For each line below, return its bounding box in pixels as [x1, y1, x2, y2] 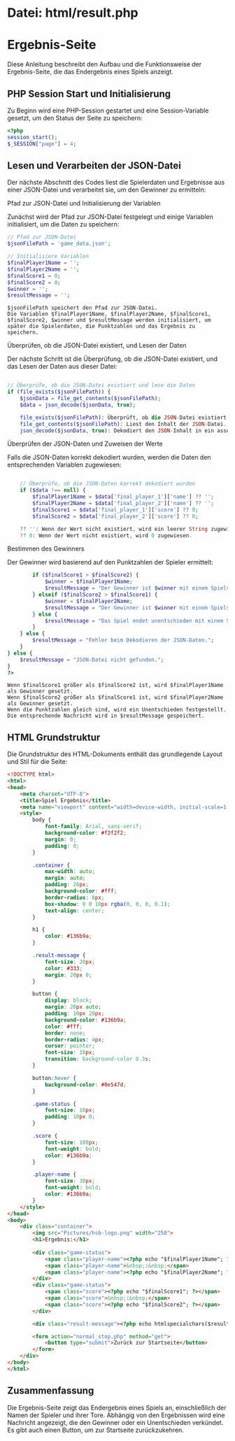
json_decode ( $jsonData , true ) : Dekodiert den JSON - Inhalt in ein [20, 427, 215, 434]
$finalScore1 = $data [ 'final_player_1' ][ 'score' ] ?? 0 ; [32, 506, 199, 513]
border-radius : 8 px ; [44, 894, 105, 901]
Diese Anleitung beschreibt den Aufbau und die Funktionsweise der [7, 60, 202, 69]
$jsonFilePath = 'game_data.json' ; [7, 240, 111, 248]
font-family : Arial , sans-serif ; [44, 823, 142, 830]
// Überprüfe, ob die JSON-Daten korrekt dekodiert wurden [20, 481, 196, 488]
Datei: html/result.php [7, 5, 138, 21]
